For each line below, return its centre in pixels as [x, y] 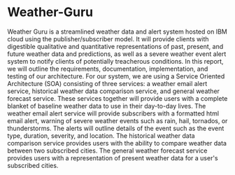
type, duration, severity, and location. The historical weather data [101, 135]
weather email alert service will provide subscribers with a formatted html [113, 113]
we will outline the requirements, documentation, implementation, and [108, 69]
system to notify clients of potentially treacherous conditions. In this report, [115, 61]
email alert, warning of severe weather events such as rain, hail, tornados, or [117, 120]
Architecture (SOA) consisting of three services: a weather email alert [107, 83]
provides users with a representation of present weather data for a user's [113, 157]
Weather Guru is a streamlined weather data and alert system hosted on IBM [117, 31]
